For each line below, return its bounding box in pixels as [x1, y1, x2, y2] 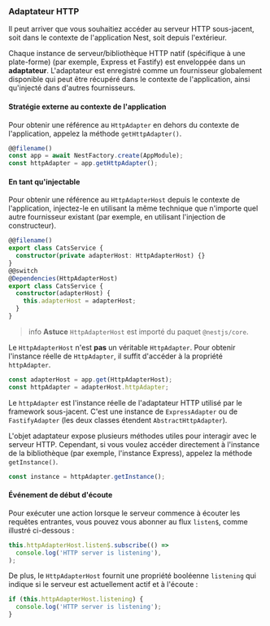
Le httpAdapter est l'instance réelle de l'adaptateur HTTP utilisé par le [8, 398, 242, 407]
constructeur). [8, 221, 57, 231]
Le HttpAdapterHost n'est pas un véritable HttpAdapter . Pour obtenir [8, 342, 236, 352]
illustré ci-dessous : [8, 525, 75, 535]
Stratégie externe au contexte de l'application [8, 102, 167, 111]
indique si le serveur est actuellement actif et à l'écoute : [8, 580, 198, 589]
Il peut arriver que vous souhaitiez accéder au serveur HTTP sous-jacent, [8, 24, 255, 34]
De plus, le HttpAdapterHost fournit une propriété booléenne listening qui [8, 571, 256, 580]
